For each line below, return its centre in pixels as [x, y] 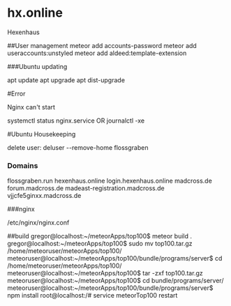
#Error [16, 93]
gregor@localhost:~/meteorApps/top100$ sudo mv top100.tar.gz [100, 244]
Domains [23, 165]
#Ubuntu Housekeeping [42, 134]
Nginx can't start [31, 107]
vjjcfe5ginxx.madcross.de [44, 196]
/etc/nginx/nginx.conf [38, 223]
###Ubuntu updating [37, 66]
